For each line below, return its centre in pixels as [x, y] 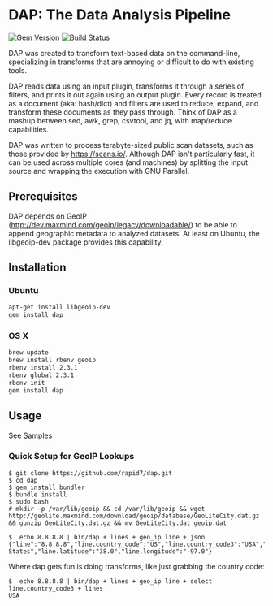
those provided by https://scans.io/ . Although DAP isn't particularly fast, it [132, 154]
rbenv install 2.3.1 [43, 368]
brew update [28, 353]
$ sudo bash [28, 501]
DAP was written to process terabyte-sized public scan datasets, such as [131, 145]
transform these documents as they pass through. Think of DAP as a [123, 112]
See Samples [30, 435]
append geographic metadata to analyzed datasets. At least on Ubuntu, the [134, 233]
